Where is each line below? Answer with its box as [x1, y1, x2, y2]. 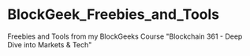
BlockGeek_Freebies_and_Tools [7, 6, 220, 24]
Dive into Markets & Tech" [7, 39, 92, 49]
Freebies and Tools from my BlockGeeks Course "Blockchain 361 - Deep [7, 32, 243, 41]
